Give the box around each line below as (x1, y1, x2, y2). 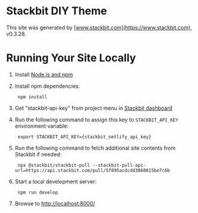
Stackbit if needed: (14, 150, 61, 158)
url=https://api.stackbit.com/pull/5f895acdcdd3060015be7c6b (14, 167, 171, 174)
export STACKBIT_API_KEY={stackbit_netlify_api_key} (17, 134, 151, 140)
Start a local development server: (14, 178, 97, 185)
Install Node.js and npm (14, 70, 73, 78)
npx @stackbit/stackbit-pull (17, 162, 91, 168)
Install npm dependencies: (14, 82, 81, 89)
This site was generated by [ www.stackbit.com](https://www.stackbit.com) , (6, 24, 192, 31)
